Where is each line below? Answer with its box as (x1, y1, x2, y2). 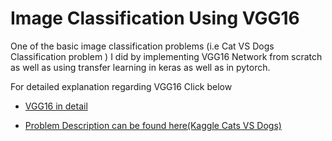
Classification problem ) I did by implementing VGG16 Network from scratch (10, 50, 323, 62)
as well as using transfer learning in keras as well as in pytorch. (10, 61, 271, 73)
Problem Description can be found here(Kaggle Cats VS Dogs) (24, 119, 282, 131)
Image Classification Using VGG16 (10, 7, 300, 30)
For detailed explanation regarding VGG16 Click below (10, 80, 233, 92)
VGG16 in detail (24, 100, 88, 112)
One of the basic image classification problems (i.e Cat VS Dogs (10, 40, 275, 52)
